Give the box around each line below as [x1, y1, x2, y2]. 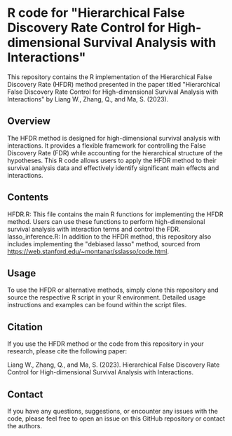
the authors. [7, 422, 43, 430]
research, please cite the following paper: [7, 347, 128, 356]
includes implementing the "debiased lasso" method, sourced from [7, 239, 201, 248]
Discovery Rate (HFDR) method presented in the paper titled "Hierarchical [7, 80, 221, 88]
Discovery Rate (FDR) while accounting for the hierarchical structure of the [7, 148, 223, 157]
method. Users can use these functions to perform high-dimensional [7, 217, 205, 225]
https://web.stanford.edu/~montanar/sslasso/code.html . [7, 247, 170, 255]
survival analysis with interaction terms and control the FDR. [7, 225, 181, 233]
